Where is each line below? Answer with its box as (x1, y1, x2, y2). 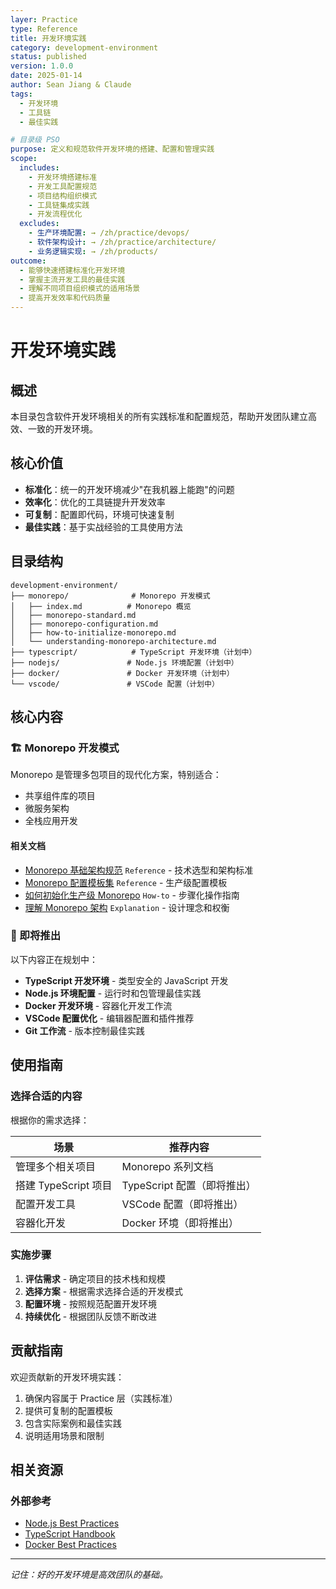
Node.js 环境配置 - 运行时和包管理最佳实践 (24, 987, 202, 999)
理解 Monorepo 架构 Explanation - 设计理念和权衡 (24, 901, 230, 913)
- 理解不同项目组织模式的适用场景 (19, 284, 141, 294)
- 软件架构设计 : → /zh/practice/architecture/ (28, 237, 217, 247)
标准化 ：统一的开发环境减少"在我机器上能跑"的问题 (24, 483, 235, 495)
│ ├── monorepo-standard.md (10, 610, 137, 620)
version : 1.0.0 (10, 61, 74, 71)
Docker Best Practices (24, 1539, 117, 1551)
